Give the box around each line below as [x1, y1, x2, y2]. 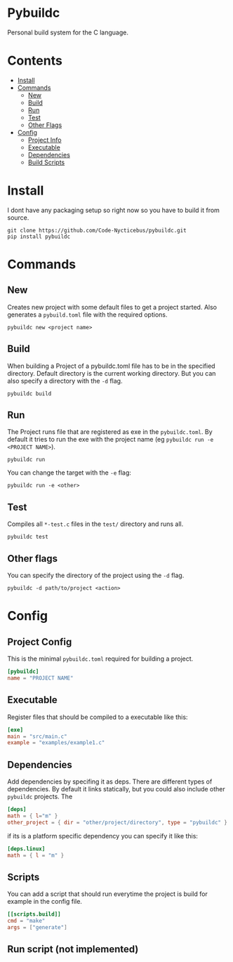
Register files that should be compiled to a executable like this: [7, 713, 188, 721]
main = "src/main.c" [7, 732, 68, 740]
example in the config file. [7, 897, 83, 906]
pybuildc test [7, 534, 49, 541]
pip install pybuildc [7, 233, 71, 240]
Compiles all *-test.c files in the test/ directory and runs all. [7, 520, 184, 528]
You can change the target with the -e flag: [7, 468, 132, 477]
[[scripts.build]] [7, 911, 61, 918]
